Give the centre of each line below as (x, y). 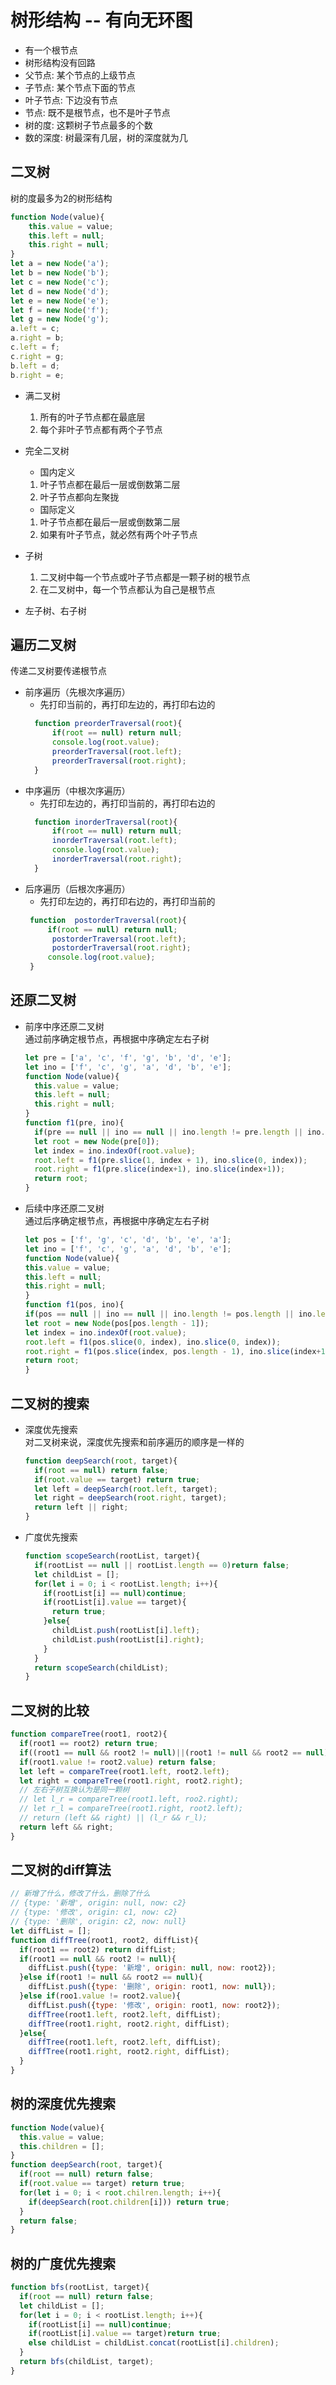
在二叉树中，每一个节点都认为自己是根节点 (127, 589)
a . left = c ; (35, 329)
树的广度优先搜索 (63, 2263)
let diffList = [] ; (51, 1931)
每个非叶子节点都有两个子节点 (101, 429)
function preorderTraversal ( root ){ (108, 724)
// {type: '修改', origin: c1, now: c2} (94, 1912)
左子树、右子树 (55, 610)
